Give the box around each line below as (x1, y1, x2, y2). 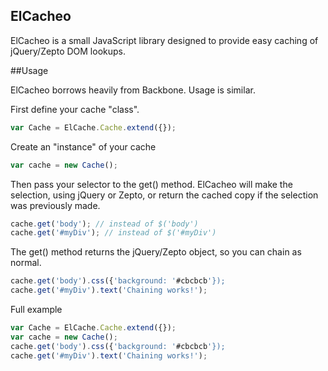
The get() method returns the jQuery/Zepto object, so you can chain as (10, 246, 302, 258)
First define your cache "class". (10, 103, 140, 115)
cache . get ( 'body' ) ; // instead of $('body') (10, 219, 199, 229)
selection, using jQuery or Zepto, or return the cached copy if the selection (10, 189, 319, 201)
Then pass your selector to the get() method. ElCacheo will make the (10, 178, 293, 190)
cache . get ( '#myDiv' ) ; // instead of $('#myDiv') (10, 228, 217, 238)
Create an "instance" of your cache (10, 140, 157, 153)
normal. (10, 257, 42, 269)
